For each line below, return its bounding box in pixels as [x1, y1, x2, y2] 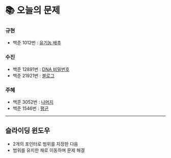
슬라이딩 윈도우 [5, 127, 50, 135]
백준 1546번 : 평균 [12, 105, 49, 112]
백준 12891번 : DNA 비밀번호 [12, 66, 70, 72]
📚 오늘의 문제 [5, 5, 60, 16]
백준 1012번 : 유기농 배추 [12, 40, 62, 46]
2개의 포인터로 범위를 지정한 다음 [12, 141, 78, 147]
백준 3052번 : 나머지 [12, 99, 54, 105]
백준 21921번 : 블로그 [12, 72, 55, 79]
